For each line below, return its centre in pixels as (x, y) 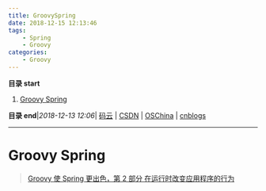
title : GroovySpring (42, 15)
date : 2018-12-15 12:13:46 (53, 23)
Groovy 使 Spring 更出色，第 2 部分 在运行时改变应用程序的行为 (131, 178)
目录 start (24, 83)
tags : (17, 30)
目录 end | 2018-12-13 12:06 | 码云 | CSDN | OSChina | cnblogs (107, 115)
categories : (28, 52)
